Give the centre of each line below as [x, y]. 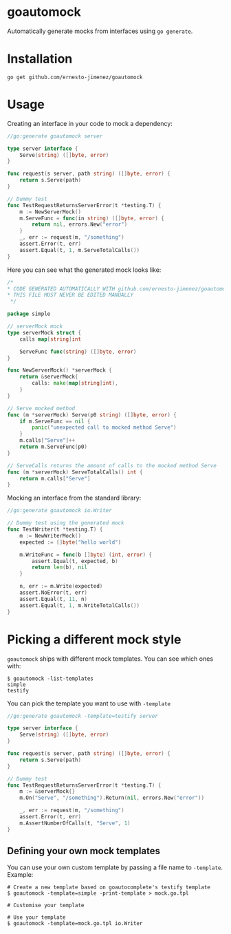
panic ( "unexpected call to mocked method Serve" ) [104, 427]
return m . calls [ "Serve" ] [55, 478]
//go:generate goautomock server [55, 136]
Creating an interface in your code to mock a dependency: [90, 123]
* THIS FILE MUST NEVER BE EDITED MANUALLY [70, 295]
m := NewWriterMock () [50, 535]
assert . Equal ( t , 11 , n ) [54, 599]
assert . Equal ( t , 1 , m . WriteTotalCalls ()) [79, 605]
